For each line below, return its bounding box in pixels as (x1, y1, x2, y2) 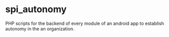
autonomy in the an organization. (5, 25, 75, 31)
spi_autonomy (5, 4, 67, 15)
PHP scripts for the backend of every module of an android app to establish (5, 20, 164, 26)
